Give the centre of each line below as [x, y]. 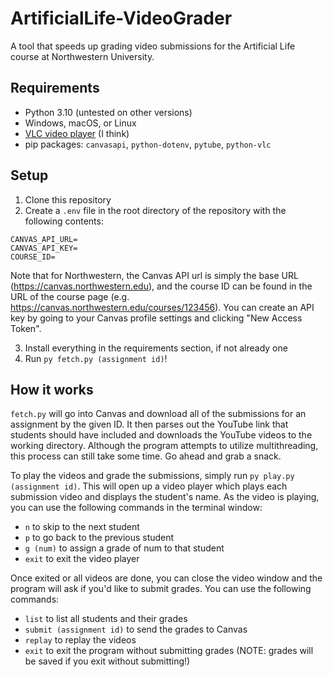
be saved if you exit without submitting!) [107, 661]
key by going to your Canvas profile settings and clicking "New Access [156, 318]
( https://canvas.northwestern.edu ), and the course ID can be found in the [161, 286]
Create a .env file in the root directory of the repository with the [155, 210]
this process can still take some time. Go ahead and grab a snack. [146, 456]
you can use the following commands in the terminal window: [136, 508]
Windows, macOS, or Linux [80, 123]
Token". [26, 328]
